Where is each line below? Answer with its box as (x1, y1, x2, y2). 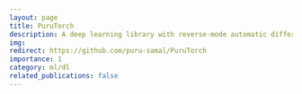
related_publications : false (9, 72, 119, 81)
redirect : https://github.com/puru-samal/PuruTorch (9, 47, 207, 56)
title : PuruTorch (9, 21, 75, 30)
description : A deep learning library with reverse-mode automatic (9, 30, 268, 38)
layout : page (9, 13, 58, 22)
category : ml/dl (9, 64, 70, 73)
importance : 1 (9, 55, 63, 64)
